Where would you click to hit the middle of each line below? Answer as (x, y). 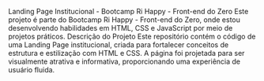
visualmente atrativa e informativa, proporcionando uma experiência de (124, 61)
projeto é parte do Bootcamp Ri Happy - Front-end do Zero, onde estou (124, 20)
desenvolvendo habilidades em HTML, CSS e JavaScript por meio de (121, 28)
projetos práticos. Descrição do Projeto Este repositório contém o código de (132, 36)
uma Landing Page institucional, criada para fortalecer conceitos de (119, 45)
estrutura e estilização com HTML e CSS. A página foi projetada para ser (126, 53)
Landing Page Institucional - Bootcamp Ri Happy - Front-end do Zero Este (128, 11)
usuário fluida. (32, 70)
